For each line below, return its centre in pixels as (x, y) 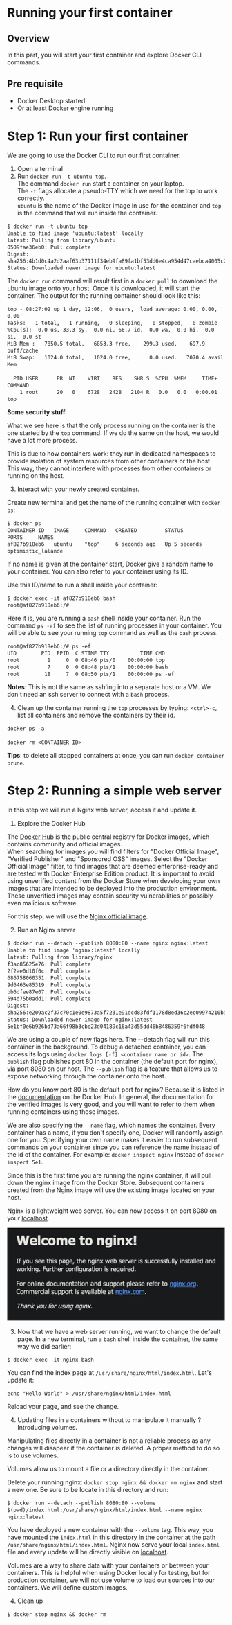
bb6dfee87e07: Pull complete (49, 992)
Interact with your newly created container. (78, 489)
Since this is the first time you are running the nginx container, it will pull (109, 1175)
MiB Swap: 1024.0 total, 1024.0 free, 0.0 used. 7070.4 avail (116, 357)
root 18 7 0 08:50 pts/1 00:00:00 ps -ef (91, 674)
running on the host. (36, 475)
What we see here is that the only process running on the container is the (112, 425)
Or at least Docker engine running (65, 108)
